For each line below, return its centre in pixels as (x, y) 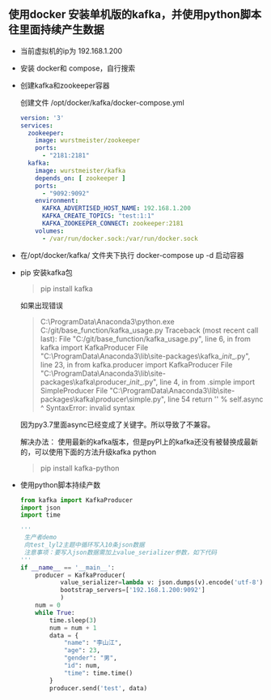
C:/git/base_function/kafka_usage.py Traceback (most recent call (149, 330)
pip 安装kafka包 (46, 272)
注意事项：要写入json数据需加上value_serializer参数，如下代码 (120, 552)
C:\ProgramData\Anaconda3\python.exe (108, 321)
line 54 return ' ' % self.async (215, 399)
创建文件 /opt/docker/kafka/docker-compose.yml (102, 102)
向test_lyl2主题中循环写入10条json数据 (85, 545)
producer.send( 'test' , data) (99, 688)
